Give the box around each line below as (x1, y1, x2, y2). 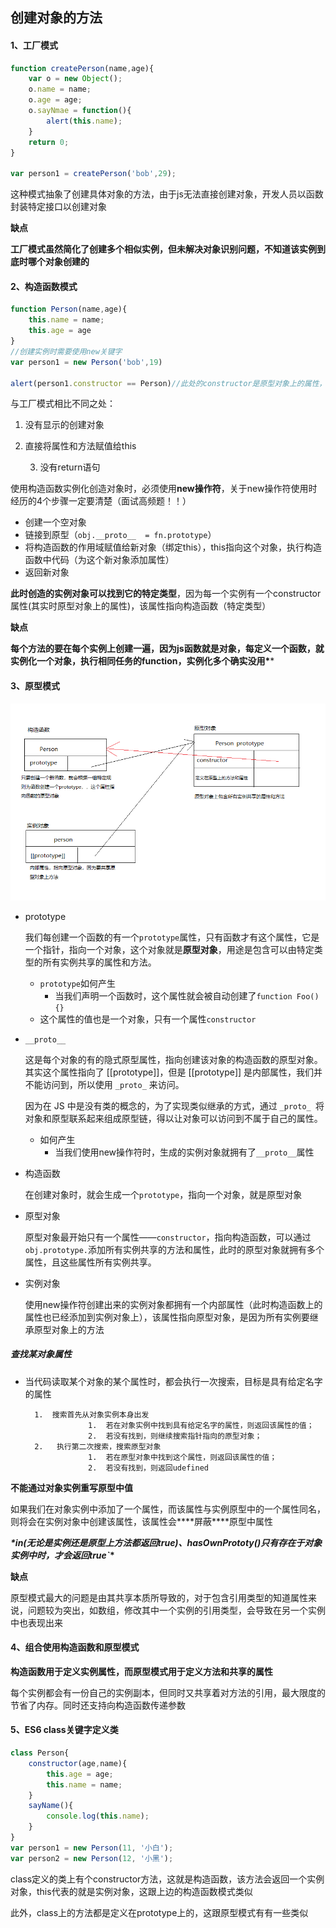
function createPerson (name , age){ (10, 63, 155, 73)
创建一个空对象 (24, 516, 87, 528)
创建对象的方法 (10, 9, 103, 27)
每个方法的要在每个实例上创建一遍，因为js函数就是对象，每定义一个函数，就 (10, 643, 325, 655)
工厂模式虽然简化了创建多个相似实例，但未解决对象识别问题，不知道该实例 (10, 243, 317, 255)
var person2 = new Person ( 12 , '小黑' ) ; (10, 1853, 174, 1863)
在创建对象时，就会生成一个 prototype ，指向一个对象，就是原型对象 (24, 1188, 303, 1200)
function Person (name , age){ (10, 304, 128, 315)
